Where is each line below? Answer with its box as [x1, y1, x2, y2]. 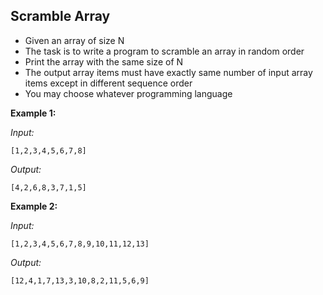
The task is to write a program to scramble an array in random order [24, 45, 305, 57]
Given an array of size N [24, 34, 125, 46]
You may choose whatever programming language [24, 87, 233, 99]
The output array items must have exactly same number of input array [24, 66, 313, 78]
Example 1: [10, 107, 57, 119]
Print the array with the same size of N [24, 55, 184, 68]
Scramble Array [10, 8, 111, 25]
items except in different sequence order [24, 77, 193, 89]
